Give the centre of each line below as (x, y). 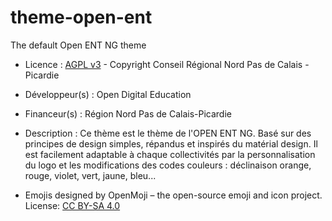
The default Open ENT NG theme (78, 45)
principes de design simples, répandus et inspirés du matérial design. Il (171, 143)
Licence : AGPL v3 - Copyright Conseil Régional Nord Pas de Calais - (167, 64)
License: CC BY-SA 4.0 (72, 205)
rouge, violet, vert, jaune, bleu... (90, 175)
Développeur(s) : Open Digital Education (108, 94)
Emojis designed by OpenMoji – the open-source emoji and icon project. (173, 195)
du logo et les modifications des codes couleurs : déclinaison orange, (168, 165)
